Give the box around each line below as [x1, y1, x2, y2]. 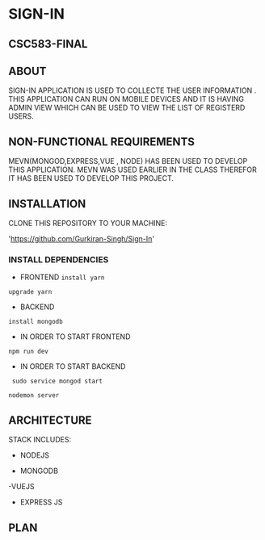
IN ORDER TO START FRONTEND [19, 332, 131, 341]
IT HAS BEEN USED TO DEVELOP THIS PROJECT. [8, 174, 175, 183]
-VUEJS [8, 482, 35, 492]
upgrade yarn [8, 288, 53, 296]
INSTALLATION [8, 197, 86, 211]
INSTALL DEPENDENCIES [8, 253, 109, 265]
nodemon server [8, 391, 60, 400]
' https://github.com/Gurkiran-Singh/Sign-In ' [8, 234, 155, 244]
